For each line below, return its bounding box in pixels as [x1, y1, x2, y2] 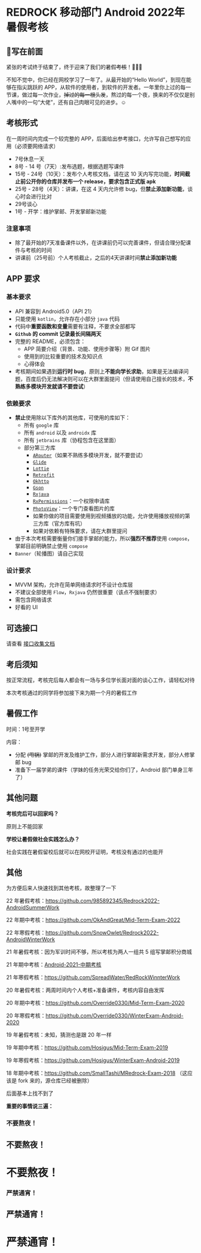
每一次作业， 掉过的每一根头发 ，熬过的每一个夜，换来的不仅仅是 [32, 91, 190, 98]
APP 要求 [6, 273, 40, 284]
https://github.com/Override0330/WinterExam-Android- [45, 1012, 184, 1019]
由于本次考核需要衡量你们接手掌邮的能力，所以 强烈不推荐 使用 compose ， [14, 535, 193, 542]
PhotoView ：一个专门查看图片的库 [32, 505, 115, 512]
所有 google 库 [23, 422, 59, 429]
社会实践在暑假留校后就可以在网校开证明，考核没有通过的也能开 [6, 848, 163, 855]
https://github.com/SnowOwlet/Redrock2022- [45, 929, 159, 936]
